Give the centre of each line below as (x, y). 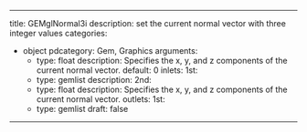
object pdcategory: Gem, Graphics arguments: (110, 51)
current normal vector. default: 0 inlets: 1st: (117, 70)
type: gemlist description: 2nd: (94, 80)
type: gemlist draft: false (82, 109)
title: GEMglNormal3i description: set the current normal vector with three (148, 23)
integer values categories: (58, 33)
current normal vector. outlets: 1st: (101, 99)
